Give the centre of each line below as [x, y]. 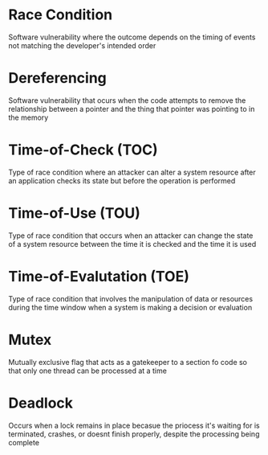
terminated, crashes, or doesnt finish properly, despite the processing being [134, 434]
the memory [28, 117]
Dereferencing [57, 78]
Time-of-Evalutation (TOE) [99, 276]
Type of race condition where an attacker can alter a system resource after [132, 172]
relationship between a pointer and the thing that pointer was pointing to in [132, 109]
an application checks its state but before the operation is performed [122, 180]
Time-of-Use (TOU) [74, 213]
